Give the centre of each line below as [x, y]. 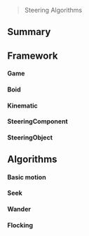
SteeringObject [30, 137]
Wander [19, 209]
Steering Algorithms [53, 10]
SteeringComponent [37, 121]
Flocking [20, 225]
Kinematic [23, 105]
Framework [33, 56]
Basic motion [27, 177]
